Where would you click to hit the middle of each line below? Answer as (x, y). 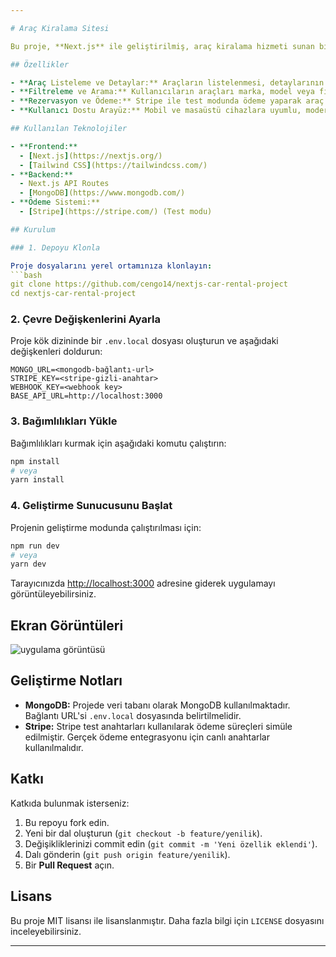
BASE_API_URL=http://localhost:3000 (86, 396)
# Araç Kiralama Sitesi (60, 28)
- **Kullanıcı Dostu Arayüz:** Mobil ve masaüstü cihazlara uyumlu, (156, 111)
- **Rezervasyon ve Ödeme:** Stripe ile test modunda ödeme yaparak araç (167, 101)
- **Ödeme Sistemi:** (55, 202)
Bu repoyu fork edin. (67, 822)
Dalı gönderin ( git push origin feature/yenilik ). (127, 854)
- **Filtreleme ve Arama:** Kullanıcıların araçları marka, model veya (162, 92)
